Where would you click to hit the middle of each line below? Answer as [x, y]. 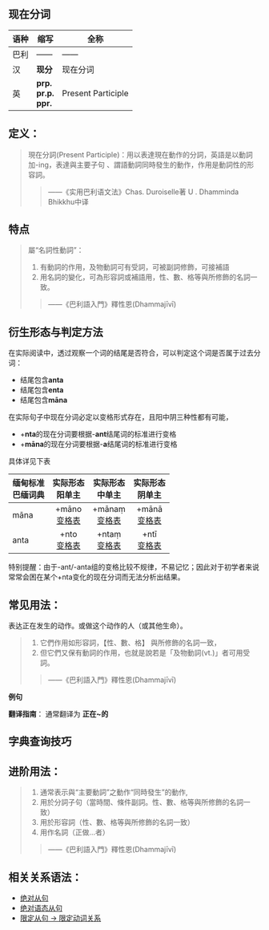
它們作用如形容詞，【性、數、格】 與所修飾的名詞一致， [130, 643]
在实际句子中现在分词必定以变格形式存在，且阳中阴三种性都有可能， [120, 417]
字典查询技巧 [40, 742]
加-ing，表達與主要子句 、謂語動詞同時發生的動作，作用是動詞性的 [137, 164]
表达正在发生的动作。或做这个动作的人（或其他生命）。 [98, 626]
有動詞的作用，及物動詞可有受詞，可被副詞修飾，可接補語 [134, 267]
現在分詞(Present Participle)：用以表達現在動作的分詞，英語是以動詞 [141, 154]
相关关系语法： [45, 877]
